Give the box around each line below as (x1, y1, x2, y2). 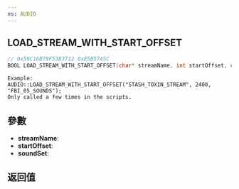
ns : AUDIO (7, 10, 37, 18)
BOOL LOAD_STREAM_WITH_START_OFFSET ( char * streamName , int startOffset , (7, 62, 228, 70)
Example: (7, 75, 33, 82)
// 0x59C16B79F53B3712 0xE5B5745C (7, 55, 110, 63)
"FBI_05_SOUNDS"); (7, 87, 62, 94)
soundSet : (17, 149, 50, 157)
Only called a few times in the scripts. (7, 94, 132, 101)
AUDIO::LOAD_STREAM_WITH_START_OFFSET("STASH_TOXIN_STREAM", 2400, (7, 81, 212, 89)
